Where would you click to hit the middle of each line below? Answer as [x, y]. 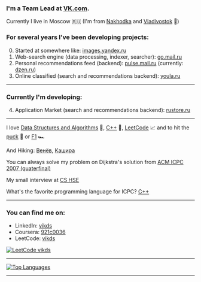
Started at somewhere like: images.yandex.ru [71, 50]
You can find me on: [36, 213]
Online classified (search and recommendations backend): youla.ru [98, 75]
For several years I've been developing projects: [78, 37]
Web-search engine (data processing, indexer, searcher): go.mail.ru [98, 57]
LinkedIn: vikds [33, 226]
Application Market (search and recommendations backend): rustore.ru [103, 110]
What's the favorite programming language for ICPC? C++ [78, 191]
